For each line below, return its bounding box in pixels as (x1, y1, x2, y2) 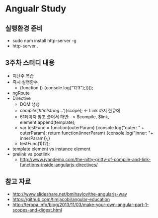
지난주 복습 (12, 73, 34, 79)
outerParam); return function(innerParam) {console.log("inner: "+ (19, 130, 154, 136)
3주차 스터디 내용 (5, 58, 55, 67)
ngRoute (12, 90, 30, 96)
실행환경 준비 (5, 24, 43, 32)
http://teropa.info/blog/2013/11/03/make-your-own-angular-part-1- (12, 202, 149, 208)
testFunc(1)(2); (19, 140, 50, 146)
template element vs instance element (12, 146, 91, 152)
